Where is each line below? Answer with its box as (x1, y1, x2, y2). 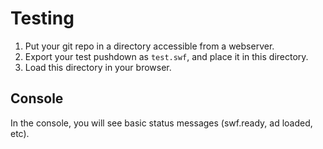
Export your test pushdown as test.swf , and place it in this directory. (24, 50, 309, 62)
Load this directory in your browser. (24, 61, 172, 73)
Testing (10, 7, 75, 30)
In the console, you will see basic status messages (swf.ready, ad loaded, (10, 117, 313, 129)
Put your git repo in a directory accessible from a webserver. (24, 40, 275, 52)
